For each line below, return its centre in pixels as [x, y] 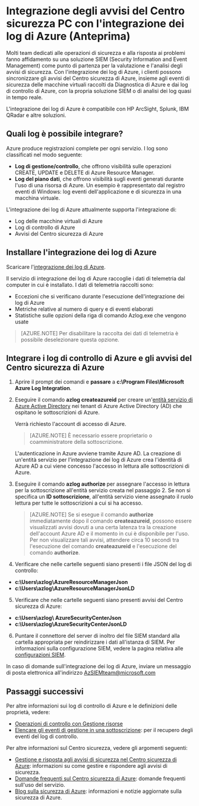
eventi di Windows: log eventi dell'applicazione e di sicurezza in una [98, 192]
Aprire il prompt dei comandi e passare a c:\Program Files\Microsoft [99, 382]
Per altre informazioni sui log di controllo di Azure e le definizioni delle [92, 706]
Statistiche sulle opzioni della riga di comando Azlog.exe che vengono [100, 315]
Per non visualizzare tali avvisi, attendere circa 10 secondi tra [104, 540]
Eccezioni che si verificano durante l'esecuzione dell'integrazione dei [99, 296]
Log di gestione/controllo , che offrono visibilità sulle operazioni [93, 166]
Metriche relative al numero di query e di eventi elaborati [84, 309]
